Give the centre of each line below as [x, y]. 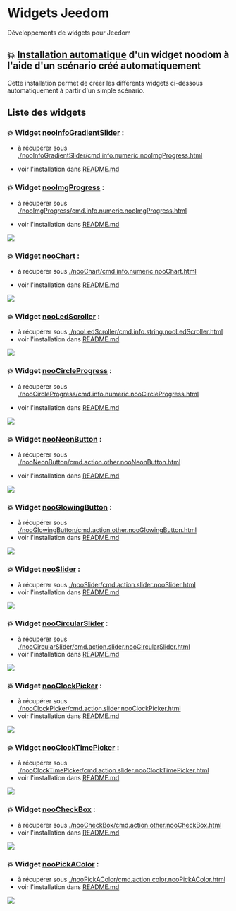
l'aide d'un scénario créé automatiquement [104, 66]
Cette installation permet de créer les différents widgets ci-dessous [105, 83]
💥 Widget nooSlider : [44, 569]
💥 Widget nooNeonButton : [55, 439]
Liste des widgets [47, 113]
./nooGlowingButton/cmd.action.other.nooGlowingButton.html [107, 530]
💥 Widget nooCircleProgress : [60, 371]
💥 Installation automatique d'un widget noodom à [118, 55]
